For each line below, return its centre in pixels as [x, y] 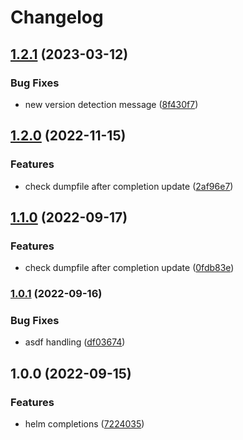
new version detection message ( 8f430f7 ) [111, 104]
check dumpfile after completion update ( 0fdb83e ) [129, 268]
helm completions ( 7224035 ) [84, 424]
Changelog [57, 17]
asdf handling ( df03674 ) [75, 342]
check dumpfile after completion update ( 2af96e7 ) [129, 186]
